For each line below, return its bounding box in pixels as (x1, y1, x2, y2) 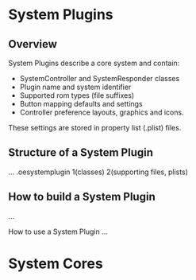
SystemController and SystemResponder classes (19, 74, 180, 83)
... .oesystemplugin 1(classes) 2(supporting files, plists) (8, 167, 189, 177)
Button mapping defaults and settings (19, 99, 143, 108)
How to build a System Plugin (8, 190, 156, 204)
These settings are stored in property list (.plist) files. (8, 123, 182, 132)
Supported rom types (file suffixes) (19, 91, 135, 100)
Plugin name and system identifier (19, 82, 132, 91)
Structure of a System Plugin (8, 146, 153, 160)
